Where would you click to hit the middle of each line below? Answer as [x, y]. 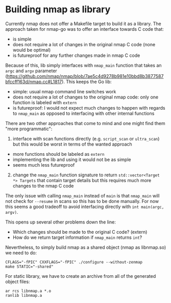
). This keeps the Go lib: [87, 82]
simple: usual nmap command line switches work [64, 91]
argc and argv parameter [31, 71]
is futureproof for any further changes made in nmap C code [76, 55]
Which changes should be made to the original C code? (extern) [80, 232]
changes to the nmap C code [43, 186]
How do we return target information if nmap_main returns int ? [77, 237]
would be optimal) [32, 50]
